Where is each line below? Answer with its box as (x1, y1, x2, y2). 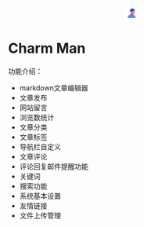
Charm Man (8, 39, 86, 57)
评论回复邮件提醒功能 (19, 162, 88, 171)
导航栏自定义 (19, 142, 61, 152)
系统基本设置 (19, 192, 61, 201)
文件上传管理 (19, 211, 61, 221)
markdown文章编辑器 (19, 83, 88, 93)
